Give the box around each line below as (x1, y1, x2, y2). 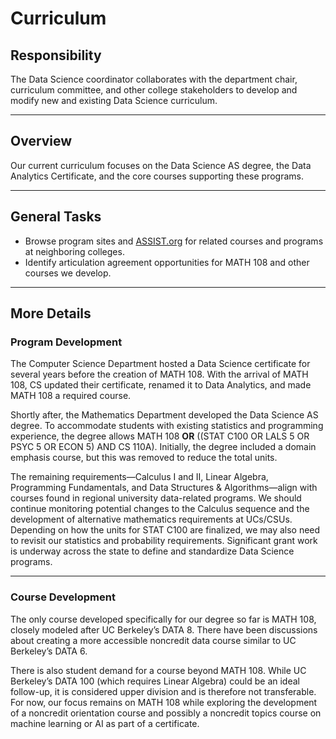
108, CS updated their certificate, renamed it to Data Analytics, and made (10, 379, 312, 391)
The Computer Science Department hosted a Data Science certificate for (10, 358, 311, 370)
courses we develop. (24, 267, 112, 279)
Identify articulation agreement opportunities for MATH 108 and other (24, 256, 310, 268)
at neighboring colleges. (24, 245, 125, 257)
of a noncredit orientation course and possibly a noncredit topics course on (10, 707, 322, 719)
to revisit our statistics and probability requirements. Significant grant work (10, 535, 318, 547)
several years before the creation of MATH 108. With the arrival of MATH (10, 368, 309, 381)
